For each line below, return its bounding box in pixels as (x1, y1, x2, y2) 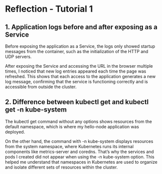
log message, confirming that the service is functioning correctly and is (5, 79, 148, 84)
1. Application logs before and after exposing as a (5, 23, 158, 31)
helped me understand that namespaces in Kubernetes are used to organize (5, 159, 158, 165)
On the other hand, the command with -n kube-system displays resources (5, 138, 153, 144)
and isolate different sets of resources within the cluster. (5, 164, 118, 170)
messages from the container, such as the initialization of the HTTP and (5, 49, 148, 54)
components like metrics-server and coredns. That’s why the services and (5, 149, 154, 155)
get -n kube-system (5, 106, 67, 114)
